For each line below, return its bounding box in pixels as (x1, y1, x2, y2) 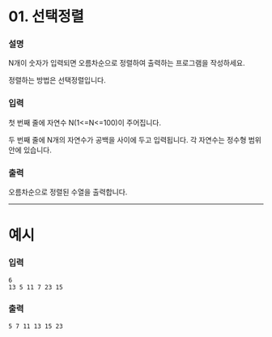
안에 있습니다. (8, 145, 53, 155)
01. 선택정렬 (8, 7, 85, 26)
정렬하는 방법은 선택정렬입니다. (8, 75, 107, 85)
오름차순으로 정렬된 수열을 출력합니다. (8, 187, 128, 197)
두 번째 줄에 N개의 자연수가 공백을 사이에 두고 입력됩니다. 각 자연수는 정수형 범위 (8, 134, 261, 144)
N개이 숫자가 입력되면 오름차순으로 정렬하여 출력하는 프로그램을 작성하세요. (8, 58, 245, 68)
